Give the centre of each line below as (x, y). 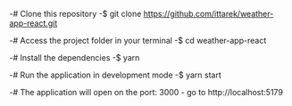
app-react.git (33, 23)
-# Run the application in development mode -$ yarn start (115, 75)
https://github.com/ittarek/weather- (209, 14)
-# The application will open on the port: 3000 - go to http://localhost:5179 (146, 92)
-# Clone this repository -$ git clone (75, 14)
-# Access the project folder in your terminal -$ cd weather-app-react (138, 41)
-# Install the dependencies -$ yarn (75, 57)
